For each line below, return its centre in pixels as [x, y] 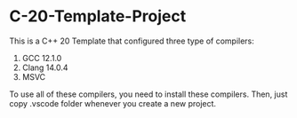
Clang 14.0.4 [45, 67]
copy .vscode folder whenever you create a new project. [112, 103]
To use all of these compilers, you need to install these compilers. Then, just [148, 94]
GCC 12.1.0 [42, 58]
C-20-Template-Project [98, 16]
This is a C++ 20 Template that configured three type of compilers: [132, 41]
